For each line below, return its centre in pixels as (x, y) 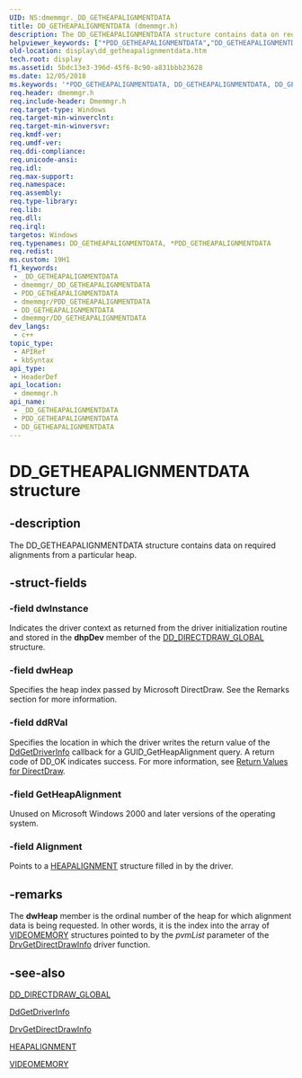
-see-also (37, 972)
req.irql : (28, 226)
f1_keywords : (34, 269)
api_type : (28, 368)
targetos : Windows (44, 234)
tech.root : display (46, 59)
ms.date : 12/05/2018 (48, 76)
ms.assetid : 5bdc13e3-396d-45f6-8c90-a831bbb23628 (106, 68)
